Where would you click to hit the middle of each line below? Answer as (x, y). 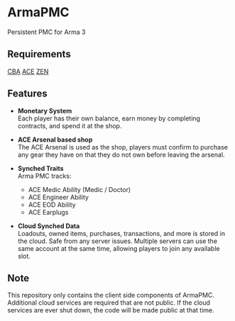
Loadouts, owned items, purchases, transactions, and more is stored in (121, 233)
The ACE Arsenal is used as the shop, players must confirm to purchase (123, 147)
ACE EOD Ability (52, 204)
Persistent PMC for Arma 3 (47, 32)
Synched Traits (40, 168)
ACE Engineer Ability (58, 197)
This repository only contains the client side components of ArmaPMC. (111, 295)
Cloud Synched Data (49, 226)
